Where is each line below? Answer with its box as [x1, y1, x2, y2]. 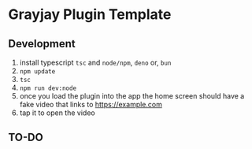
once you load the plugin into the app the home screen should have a [19, 91, 245, 100]
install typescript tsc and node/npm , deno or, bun [19, 58, 172, 67]
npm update [19, 68, 56, 76]
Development [8, 37, 76, 50]
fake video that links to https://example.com [19, 100, 163, 109]
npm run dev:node [19, 84, 77, 92]
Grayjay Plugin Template [8, 6, 172, 24]
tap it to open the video [19, 108, 96, 117]
